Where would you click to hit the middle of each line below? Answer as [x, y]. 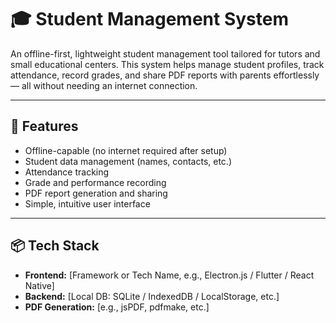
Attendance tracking [67, 172]
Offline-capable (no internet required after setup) [126, 150]
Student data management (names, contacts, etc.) [128, 161]
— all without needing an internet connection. [104, 85]
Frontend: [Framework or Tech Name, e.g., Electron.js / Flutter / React [169, 275]
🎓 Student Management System [149, 19]
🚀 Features [44, 126]
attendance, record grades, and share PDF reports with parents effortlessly [165, 75]
